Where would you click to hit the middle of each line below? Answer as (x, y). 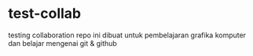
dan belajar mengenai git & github (63, 43)
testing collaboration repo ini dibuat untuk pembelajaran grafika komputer (127, 35)
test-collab (44, 14)
